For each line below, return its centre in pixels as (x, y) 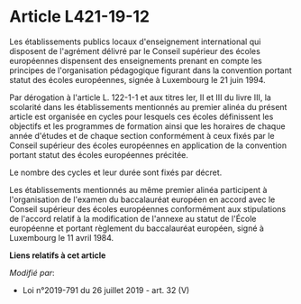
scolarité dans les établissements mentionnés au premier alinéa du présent (148, 106)
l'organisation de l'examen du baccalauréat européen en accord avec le (142, 199)
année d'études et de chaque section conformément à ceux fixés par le (142, 135)
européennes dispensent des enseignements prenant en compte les (136, 60)
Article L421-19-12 (80, 17)
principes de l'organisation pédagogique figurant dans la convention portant (151, 70)
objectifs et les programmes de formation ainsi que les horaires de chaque (147, 126)
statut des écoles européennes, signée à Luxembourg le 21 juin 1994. (137, 79)
